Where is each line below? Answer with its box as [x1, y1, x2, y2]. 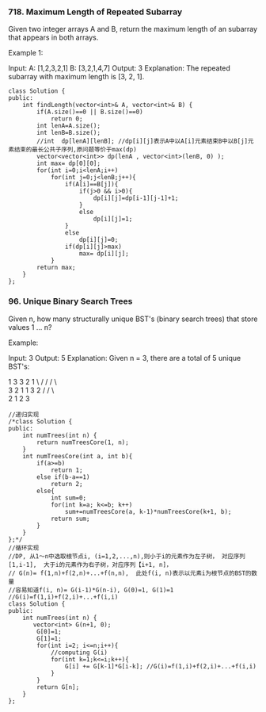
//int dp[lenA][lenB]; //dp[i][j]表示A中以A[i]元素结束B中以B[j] [36, 137, 249, 145]
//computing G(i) [50, 649, 108, 656]
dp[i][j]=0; [78, 236, 119, 244]
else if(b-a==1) [36, 473, 90, 481]
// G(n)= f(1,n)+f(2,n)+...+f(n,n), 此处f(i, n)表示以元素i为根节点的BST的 [8, 569, 252, 577]
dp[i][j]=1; [93, 215, 133, 224]
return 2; [50, 480, 83, 488]
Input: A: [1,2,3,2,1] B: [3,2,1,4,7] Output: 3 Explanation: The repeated [8, 63, 231, 73]
